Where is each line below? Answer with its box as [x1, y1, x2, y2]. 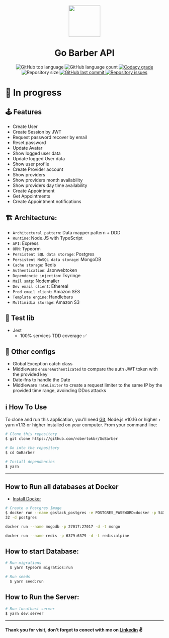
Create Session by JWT [12, 129, 62, 135]
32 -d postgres [5, 515, 37, 520]
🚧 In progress [5, 87, 62, 98]
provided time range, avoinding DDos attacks [12, 388, 107, 394]
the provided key [12, 371, 48, 377]
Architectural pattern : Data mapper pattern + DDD [12, 229, 121, 235]
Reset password [12, 139, 46, 146]
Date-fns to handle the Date [12, 377, 70, 383]
